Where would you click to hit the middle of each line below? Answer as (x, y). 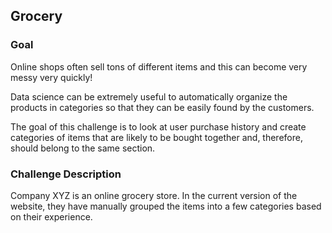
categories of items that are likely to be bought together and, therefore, (156, 137)
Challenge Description (66, 174)
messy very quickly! (51, 77)
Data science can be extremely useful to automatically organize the (149, 96)
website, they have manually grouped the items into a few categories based (166, 206)
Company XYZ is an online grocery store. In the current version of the (154, 195)
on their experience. (51, 216)
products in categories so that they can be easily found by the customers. (162, 107)
